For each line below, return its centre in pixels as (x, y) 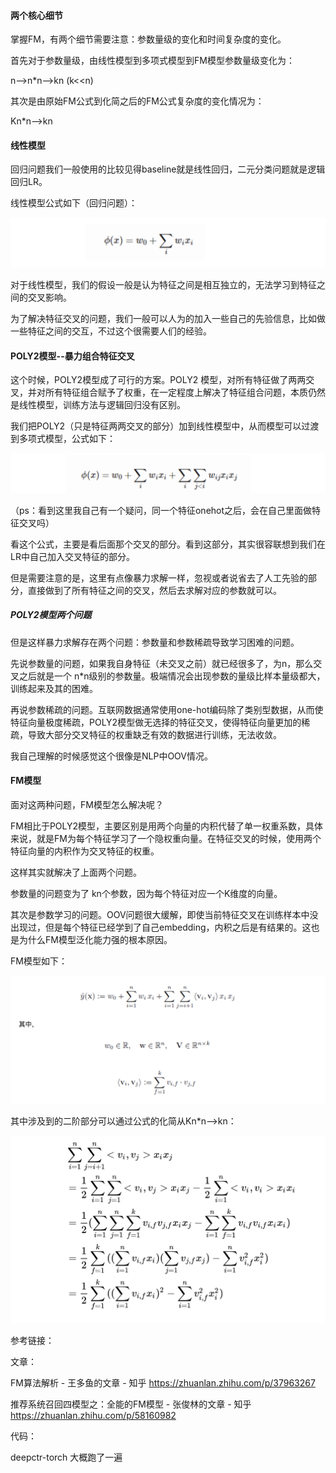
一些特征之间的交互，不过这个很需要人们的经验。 (111, 331)
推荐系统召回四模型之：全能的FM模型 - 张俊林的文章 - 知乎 (131, 1404)
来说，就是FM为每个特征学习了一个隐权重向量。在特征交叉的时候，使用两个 (166, 838)
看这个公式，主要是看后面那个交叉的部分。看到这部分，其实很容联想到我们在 (168, 544)
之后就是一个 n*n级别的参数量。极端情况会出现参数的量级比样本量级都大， (172, 676)
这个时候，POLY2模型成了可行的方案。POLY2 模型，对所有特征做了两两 (158, 380)
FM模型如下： (39, 961)
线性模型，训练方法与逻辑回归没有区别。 (102, 405)
